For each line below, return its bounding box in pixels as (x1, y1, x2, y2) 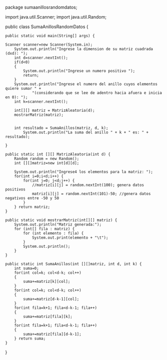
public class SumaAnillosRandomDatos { (5, 24, 88, 30)
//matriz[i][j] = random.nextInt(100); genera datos (31, 183, 144, 188)
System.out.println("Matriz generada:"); (14, 222, 101, 227)
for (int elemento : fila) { (23, 231, 84, 236)
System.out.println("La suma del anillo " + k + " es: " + (23, 130, 149, 135)
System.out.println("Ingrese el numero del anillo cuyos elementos (14, 82, 157, 87)
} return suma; (14, 336, 46, 341)
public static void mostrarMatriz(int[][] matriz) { (5, 218, 117, 223)
